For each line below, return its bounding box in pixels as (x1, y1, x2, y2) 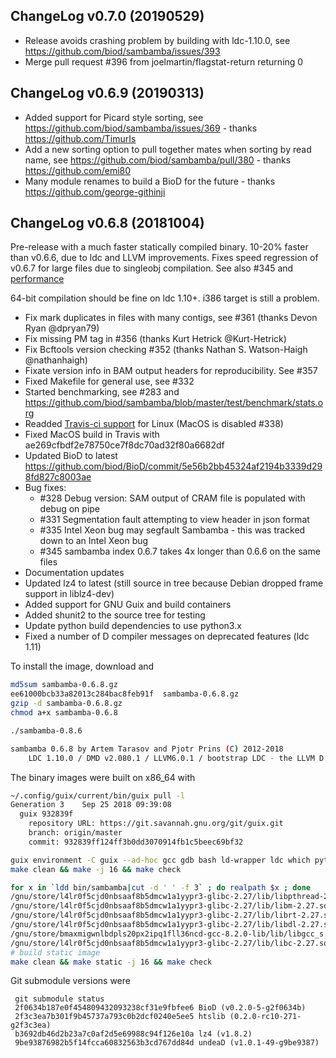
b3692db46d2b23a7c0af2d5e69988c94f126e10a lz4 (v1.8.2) (14, 1029, 253, 1039)
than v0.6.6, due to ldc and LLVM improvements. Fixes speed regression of (10, 252, 319, 264)
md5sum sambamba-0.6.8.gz (10, 680, 118, 690)
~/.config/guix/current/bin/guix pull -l (10, 790, 186, 801)
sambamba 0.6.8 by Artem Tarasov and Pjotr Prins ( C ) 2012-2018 (10, 744, 284, 754)
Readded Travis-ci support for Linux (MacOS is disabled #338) (24, 418, 284, 430)
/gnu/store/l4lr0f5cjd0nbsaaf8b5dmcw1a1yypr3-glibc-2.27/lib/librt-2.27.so (10, 910, 333, 921)
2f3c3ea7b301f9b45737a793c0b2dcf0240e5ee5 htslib (14, 1012, 226, 1022)
